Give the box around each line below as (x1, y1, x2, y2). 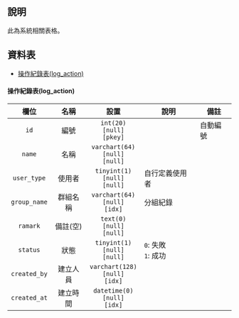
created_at (11, 293, 48, 302)
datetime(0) (93, 286, 134, 295)
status (18, 246, 41, 253)
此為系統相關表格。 (7, 26, 64, 35)
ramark (18, 221, 41, 230)
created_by (11, 270, 48, 278)
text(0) (100, 214, 127, 223)
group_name (11, 197, 48, 206)
